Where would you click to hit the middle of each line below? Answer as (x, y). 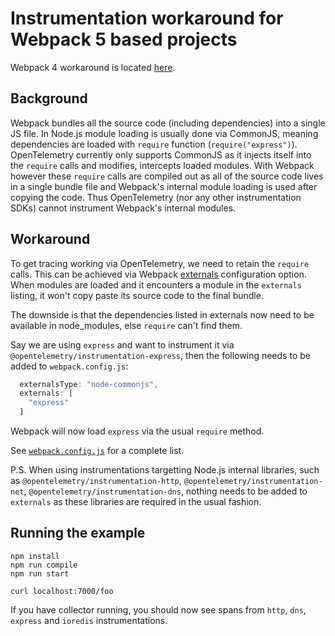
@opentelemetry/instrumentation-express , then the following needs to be (160, 355)
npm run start (40, 573)
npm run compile (44, 565)
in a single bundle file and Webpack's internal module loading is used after (164, 186)
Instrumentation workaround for (147, 18)
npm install (35, 556)
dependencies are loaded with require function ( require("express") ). (154, 144)
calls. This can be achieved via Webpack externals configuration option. (158, 274)
